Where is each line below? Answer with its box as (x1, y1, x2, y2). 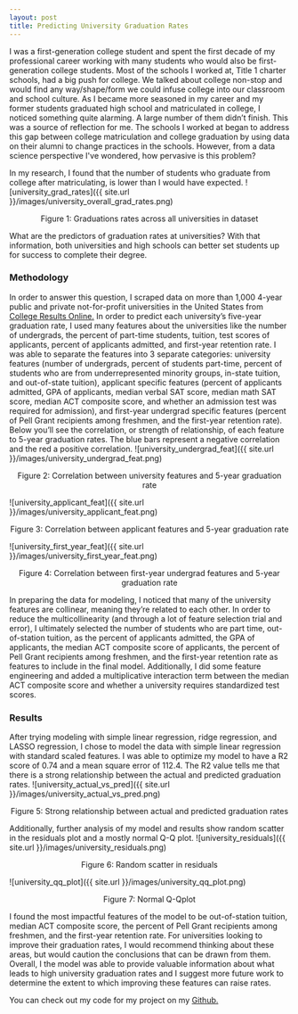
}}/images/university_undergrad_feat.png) (9, 452, 163, 464)
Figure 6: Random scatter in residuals (81, 860, 218, 870)
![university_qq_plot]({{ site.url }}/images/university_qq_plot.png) (9, 877, 246, 887)
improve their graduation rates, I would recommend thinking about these (9, 940, 274, 951)
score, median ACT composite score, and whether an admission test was (9, 396, 278, 407)
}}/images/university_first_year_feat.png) (9, 550, 158, 561)
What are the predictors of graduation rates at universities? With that (9, 230, 261, 241)
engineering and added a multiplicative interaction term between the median (9, 670, 289, 680)
